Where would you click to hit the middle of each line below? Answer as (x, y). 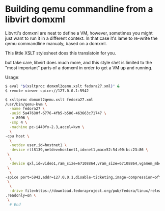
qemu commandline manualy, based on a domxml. (56, 43)
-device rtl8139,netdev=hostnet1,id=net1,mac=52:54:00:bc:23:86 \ (79, 150)
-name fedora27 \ (27, 109)
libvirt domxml (35, 19)
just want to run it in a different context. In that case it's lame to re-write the (82, 38)
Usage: (12, 77)
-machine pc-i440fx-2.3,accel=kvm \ (47, 127)
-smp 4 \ (18, 123)
